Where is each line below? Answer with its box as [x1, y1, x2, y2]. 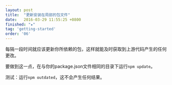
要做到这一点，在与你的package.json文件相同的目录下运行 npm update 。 [5, 63, 155, 69]
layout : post [5, 7, 33, 13]
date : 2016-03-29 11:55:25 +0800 [5, 17, 81, 22]
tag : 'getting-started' [5, 27, 56, 32]
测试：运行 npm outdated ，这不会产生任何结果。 [5, 74, 105, 80]
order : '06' [5, 31, 31, 36]
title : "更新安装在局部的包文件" [5, 12, 71, 17]
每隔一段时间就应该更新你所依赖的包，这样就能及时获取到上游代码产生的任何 [5, 46, 167, 52]
